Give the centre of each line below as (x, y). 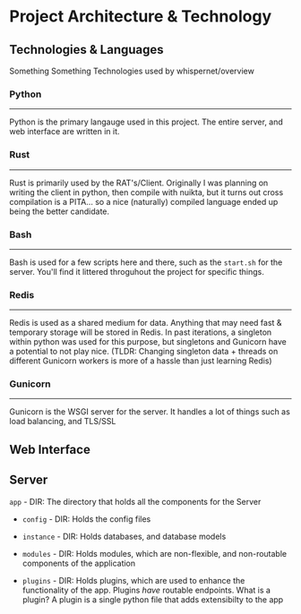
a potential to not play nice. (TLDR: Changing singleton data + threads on (144, 352)
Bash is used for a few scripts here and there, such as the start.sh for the (146, 262)
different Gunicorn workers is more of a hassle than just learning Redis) (141, 361)
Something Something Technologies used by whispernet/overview (132, 71)
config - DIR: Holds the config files (86, 519)
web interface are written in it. (64, 132)
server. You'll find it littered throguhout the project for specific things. (137, 271)
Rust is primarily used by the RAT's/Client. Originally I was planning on (139, 183)
